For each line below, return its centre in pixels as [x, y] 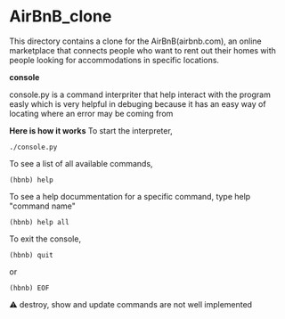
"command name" [42, 206]
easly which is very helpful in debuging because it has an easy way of [138, 103]
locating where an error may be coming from [91, 113]
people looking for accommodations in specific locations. [114, 60]
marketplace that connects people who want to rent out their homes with [142, 50]
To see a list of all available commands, [81, 163]
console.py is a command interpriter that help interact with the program [140, 94]
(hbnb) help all [39, 222]
